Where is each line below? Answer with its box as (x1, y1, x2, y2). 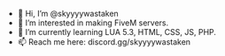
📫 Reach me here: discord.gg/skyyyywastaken (17, 37, 191, 47)
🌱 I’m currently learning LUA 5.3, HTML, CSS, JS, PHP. (17, 27, 217, 37)
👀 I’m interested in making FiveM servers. (17, 17, 169, 28)
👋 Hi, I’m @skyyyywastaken (17, 9, 120, 18)
